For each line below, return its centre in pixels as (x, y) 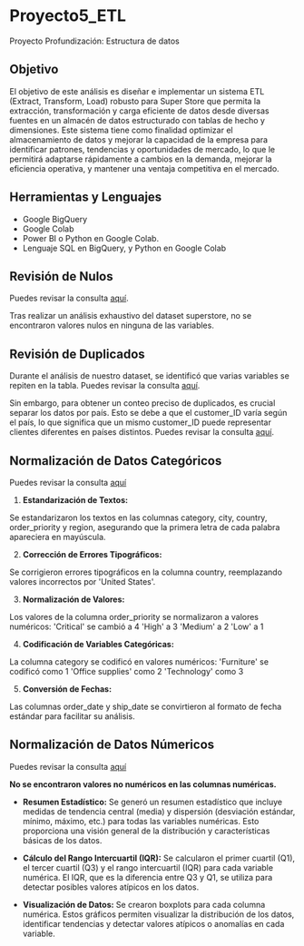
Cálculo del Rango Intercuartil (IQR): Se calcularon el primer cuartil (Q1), (159, 858)
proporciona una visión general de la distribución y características (146, 831)
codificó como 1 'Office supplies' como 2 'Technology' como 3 (127, 671)
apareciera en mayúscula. (58, 537)
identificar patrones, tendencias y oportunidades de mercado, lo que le (142, 149)
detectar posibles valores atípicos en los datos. (111, 887)
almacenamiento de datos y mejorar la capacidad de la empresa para (139, 139)
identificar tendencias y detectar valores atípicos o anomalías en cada (153, 923)
